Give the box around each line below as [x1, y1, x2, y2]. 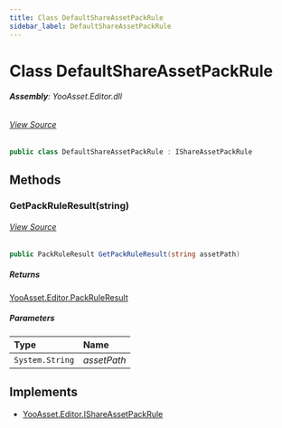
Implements [9, 385, 79, 400]
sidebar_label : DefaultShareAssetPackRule [9, 22, 172, 31]
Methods [9, 172, 61, 187]
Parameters [9, 313, 55, 324]
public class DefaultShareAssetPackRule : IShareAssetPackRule [9, 147, 253, 157]
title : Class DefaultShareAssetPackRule [9, 13, 164, 23]
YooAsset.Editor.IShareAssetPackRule [22, 408, 164, 419]
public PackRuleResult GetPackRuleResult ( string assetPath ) [9, 250, 241, 259]
